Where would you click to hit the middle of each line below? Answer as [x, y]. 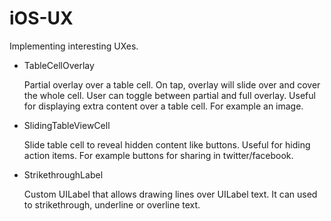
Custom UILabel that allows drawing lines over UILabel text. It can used [170, 194]
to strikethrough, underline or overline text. [112, 204]
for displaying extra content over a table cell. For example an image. [163, 106]
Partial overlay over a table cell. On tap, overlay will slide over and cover [172, 84]
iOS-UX [41, 18]
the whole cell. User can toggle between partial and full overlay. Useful [169, 95]
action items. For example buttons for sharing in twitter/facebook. [158, 155]
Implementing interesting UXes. [74, 46]
